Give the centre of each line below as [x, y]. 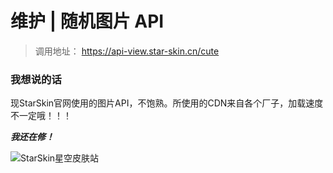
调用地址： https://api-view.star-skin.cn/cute [127, 51]
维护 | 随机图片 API [87, 21]
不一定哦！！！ [41, 116]
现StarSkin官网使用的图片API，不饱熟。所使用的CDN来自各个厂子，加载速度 [167, 103]
